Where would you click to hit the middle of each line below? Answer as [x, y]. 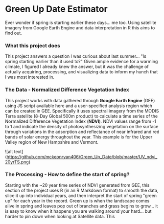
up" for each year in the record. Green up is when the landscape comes [77, 201]
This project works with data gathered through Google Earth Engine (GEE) [80, 100]
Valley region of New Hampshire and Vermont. [52, 142]
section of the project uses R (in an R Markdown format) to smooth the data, [82, 190]
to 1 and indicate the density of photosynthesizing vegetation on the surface [82, 126]
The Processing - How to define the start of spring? [67, 175]
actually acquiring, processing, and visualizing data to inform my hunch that [82, 72]
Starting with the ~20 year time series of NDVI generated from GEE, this [77, 185]
